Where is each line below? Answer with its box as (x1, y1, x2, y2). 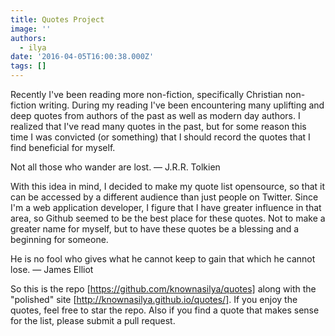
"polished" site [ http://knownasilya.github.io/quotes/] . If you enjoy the (10, 294, 298, 305)
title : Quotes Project (10, 14, 105, 25)
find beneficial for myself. (10, 142, 116, 153)
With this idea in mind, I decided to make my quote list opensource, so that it (10, 181, 326, 192)
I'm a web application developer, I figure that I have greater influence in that (10, 202, 322, 213)
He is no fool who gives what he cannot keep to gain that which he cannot (10, 253, 316, 265)
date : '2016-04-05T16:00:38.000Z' (10, 52, 155, 62)
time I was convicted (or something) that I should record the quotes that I (10, 131, 311, 143)
